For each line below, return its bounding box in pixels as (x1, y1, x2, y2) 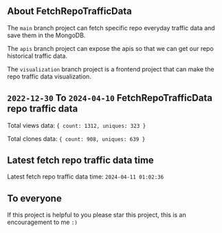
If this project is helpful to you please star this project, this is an (7, 211, 187, 219)
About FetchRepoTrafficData (7, 5, 132, 17)
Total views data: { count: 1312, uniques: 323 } (7, 121, 146, 129)
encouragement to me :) (7, 218, 78, 226)
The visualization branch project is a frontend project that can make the (7, 65, 214, 73)
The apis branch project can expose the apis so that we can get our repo (7, 44, 214, 52)
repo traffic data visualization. (7, 72, 91, 80)
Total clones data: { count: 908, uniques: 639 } (7, 134, 146, 143)
